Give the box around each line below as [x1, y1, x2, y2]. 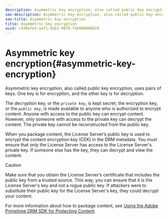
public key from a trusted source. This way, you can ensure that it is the [5, 177, 152, 183]
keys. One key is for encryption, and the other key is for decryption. [5, 90, 144, 96]
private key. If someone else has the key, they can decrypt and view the [5, 147, 153, 153]
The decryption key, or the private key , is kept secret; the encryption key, [5, 100, 158, 106]
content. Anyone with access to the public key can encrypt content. [5, 111, 144, 117]
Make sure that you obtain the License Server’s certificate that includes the [5, 172, 160, 178]
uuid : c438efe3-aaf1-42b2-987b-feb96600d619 [5, 26, 99, 31]
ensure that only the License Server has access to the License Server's [5, 142, 152, 148]
